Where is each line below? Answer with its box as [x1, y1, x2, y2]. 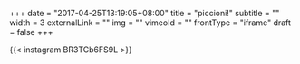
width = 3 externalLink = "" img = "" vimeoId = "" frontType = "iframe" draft [9, 17, 292, 28]
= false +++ [9, 27, 53, 37]
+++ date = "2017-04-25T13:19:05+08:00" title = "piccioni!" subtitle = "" [9, 8, 280, 18]
